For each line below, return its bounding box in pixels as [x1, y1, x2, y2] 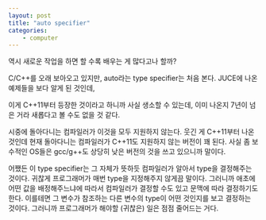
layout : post [8, 11, 52, 20]
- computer [22, 33, 59, 42]
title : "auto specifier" [8, 19, 91, 27]
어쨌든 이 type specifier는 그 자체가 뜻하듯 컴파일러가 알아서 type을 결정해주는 [8, 164, 253, 173]
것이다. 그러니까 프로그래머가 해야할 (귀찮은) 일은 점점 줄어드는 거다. [8, 203, 219, 213]
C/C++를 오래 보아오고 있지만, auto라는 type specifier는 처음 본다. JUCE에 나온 [8, 73, 258, 83]
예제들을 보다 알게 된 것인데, [8, 83, 95, 93]
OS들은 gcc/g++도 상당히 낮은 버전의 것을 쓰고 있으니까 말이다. [29, 147, 226, 156]
